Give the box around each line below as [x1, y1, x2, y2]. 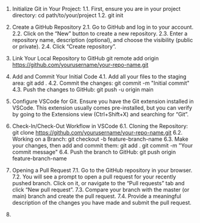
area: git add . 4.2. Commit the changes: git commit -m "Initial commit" [12, 79, 190, 87]
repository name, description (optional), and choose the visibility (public [12, 37, 193, 43]
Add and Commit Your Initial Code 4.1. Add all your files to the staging [12, 73, 187, 80]
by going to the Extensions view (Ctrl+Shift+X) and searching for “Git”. [12, 111, 189, 118]
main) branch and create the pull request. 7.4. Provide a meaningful [12, 193, 182, 200]
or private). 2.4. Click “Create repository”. [12, 43, 116, 50]
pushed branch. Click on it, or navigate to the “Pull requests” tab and [12, 180, 185, 186]
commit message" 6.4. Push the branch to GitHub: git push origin [12, 149, 176, 155]
